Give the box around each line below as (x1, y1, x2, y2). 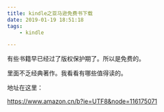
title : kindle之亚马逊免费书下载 (7, 10, 94, 17)
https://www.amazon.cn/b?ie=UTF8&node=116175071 (7, 97, 158, 106)
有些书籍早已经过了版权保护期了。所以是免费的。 (7, 55, 145, 63)
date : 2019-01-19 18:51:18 (7, 16, 84, 23)
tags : (7, 23, 23, 29)
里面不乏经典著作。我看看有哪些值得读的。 (7, 69, 127, 77)
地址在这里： (7, 83, 43, 92)
